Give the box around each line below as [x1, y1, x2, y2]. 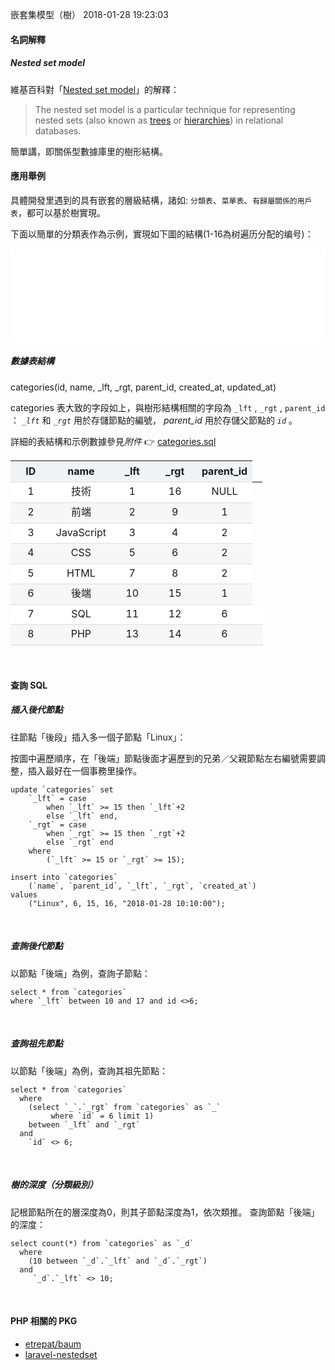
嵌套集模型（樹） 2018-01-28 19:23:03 [10, 9, 169, 20]
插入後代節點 [10, 704, 63, 716]
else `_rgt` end [46, 837, 114, 847]
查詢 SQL [10, 679, 48, 691]
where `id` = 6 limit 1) [50, 1111, 155, 1121]
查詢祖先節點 [10, 1038, 63, 1050]
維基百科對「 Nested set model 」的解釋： [10, 83, 180, 95]
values [10, 889, 38, 900]
